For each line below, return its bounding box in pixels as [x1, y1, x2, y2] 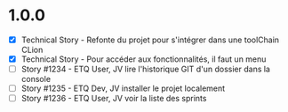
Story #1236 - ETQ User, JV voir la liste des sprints [20, 93, 207, 104]
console [20, 74, 51, 85]
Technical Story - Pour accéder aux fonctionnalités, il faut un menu [20, 54, 267, 64]
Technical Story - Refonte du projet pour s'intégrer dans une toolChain [20, 34, 280, 45]
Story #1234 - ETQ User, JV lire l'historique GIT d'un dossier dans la [20, 63, 270, 75]
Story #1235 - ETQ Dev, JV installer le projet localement [20, 83, 226, 93]
